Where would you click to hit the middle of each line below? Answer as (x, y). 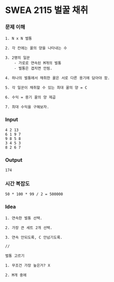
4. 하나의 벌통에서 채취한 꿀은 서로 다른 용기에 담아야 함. (57, 78)
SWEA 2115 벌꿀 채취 (47, 10)
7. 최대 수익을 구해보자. (27, 107)
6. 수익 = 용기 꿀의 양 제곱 (30, 98)
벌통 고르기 (15, 256)
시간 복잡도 (18, 184)
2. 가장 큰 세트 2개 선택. (29, 228)
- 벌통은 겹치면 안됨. (33, 69)
